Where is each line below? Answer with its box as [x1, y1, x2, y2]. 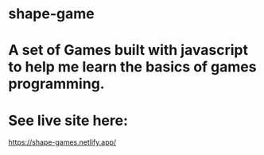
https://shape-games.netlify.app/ [8, 138, 117, 147]
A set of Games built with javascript [8, 41, 249, 60]
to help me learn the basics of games [8, 58, 257, 76]
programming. [8, 75, 105, 93]
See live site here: [8, 111, 129, 130]
